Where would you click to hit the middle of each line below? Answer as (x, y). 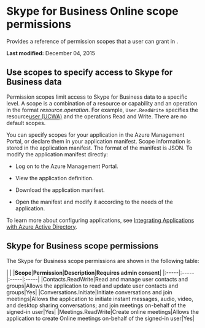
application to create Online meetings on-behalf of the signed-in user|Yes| (100, 318)
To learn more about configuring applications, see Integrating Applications (100, 220)
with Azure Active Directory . (42, 227)
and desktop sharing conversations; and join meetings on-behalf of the (96, 305)
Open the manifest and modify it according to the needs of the (94, 202)
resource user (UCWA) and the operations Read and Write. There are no (97, 116)
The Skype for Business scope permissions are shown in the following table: (103, 261)
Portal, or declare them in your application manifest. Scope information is (99, 141)
